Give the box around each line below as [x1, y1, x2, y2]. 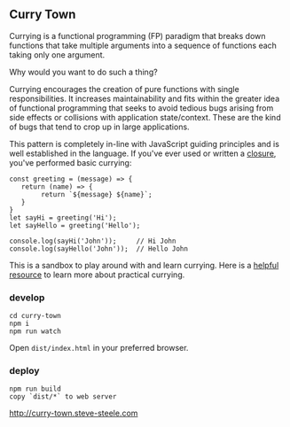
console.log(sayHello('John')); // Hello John [9, 244, 189, 253]
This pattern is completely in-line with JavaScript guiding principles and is [9, 138, 279, 149]
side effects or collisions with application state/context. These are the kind [9, 112, 281, 122]
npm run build [9, 384, 62, 393]
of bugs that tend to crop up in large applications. [9, 121, 190, 132]
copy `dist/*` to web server [9, 392, 117, 401]
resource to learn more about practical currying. [9, 269, 185, 280]
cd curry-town [9, 312, 62, 321]
